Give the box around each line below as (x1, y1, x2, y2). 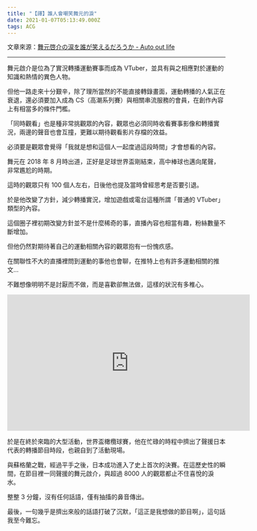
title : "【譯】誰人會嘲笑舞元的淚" (7, 10, 98, 17)
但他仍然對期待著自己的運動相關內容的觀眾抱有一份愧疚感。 (7, 242, 177, 251)
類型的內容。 (7, 204, 44, 213)
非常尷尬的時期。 (7, 166, 56, 174)
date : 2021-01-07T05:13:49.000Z (7, 17, 100, 24)
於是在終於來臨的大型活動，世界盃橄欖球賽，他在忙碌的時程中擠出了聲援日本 (7, 438, 226, 446)
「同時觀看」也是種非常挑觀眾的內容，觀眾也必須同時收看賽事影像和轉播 (7, 119, 213, 128)
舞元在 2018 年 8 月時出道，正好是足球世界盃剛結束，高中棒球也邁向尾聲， (7, 157, 220, 166)
